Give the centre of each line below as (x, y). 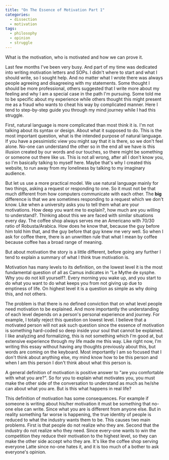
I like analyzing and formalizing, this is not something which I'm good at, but (84, 336)
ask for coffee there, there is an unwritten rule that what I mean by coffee (81, 237)
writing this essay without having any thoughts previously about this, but (80, 346)
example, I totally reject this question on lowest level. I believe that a (76, 320)
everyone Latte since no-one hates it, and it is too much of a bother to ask (82, 446)
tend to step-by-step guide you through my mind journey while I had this (80, 110)
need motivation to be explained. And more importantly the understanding (82, 309)
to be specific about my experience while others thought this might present (83, 99)
